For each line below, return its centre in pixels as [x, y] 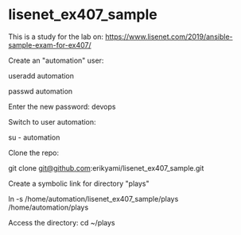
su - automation [34, 137]
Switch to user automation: [52, 121]
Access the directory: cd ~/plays [62, 222]
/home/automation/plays [49, 207]
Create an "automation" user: [56, 60]
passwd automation [41, 91]
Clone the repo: [34, 152]
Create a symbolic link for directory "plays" [79, 183]
